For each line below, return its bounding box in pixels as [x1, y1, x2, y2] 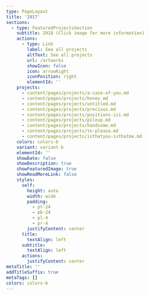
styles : [16, 177, 35, 183]
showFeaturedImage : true [16, 166, 77, 172]
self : [21, 182, 35, 188]
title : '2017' [6, 14, 41, 20]
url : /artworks [27, 57, 64, 63]
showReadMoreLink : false [16, 172, 77, 178]
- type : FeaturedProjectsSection [11, 25, 93, 31]
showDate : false [16, 155, 57, 161]
